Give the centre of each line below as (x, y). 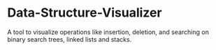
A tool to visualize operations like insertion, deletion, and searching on (108, 32)
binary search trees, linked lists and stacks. (70, 39)
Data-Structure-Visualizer (85, 13)
